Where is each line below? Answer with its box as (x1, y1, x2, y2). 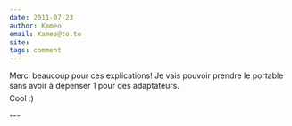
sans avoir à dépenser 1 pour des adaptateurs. (9, 81, 180, 91)
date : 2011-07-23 (9, 12, 74, 22)
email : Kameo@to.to (9, 29, 82, 38)
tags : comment (9, 46, 63, 55)
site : (9, 37, 29, 47)
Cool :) (9, 93, 34, 104)
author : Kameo (9, 21, 63, 30)
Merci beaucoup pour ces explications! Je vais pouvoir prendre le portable (9, 70, 284, 81)
